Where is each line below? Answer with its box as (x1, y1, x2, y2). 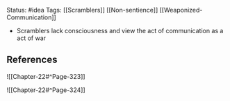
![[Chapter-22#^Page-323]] (6, 72, 85, 80)
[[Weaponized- (159, 6, 203, 14)
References (6, 54, 58, 66)
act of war (16, 34, 47, 42)
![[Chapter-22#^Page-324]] (6, 86, 86, 94)
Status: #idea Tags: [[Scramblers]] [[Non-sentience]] (6, 6, 158, 14)
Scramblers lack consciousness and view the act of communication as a (16, 27, 224, 35)
